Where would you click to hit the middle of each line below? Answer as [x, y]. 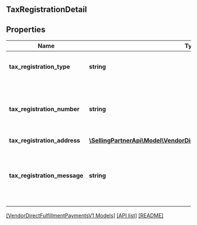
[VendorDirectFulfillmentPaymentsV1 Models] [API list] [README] [85, 216]
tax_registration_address [45, 141]
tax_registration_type [40, 67]
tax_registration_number [44, 109]
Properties [26, 30]
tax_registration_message [46, 176]
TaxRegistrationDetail [47, 10]
